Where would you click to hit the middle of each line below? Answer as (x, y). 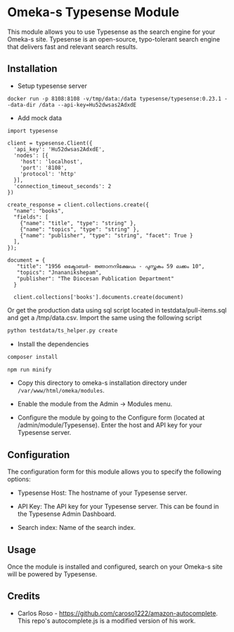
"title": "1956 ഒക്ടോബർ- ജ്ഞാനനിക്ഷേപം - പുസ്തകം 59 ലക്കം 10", (111, 266)
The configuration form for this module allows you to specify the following (114, 472)
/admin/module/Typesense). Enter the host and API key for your (110, 425)
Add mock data (39, 118)
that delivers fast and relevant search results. (73, 46)
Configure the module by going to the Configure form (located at (111, 418)
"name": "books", (39, 211)
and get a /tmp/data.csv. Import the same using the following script (105, 317)
